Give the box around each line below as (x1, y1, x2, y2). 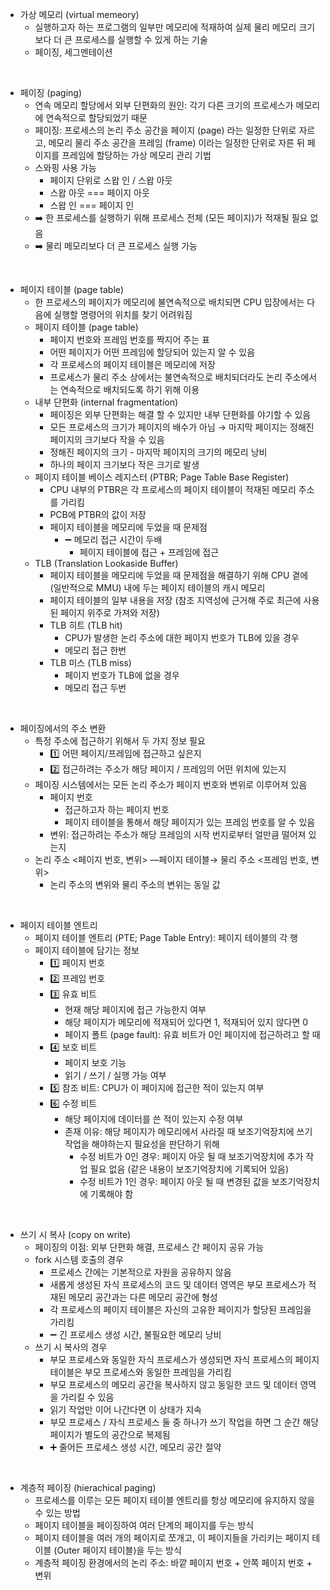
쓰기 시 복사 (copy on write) (19, 1229, 132, 1240)
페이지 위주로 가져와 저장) (60, 607, 160, 618)
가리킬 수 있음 (60, 1391, 115, 1403)
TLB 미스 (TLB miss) (49, 657, 132, 668)
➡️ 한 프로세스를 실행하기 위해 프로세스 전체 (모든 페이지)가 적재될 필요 (34, 212, 308, 223)
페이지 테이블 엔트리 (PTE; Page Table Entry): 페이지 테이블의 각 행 (34, 932, 298, 943)
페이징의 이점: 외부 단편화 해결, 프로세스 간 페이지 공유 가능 (34, 1241, 265, 1253)
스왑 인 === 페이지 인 (49, 199, 135, 211)
